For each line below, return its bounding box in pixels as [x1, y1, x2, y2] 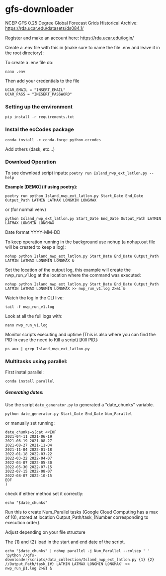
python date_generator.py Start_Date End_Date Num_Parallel [5, 411, 133, 416]
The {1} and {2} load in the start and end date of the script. [5, 539, 125, 545]
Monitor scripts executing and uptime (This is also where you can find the [5, 331, 156, 337]
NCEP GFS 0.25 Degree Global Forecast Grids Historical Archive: [5, 20, 138, 26]
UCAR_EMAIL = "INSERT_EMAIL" [5, 87, 66, 93]
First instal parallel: [5, 369, 44, 375]
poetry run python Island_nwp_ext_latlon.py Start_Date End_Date [5, 193, 143, 198]
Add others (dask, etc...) [5, 146, 55, 152]
